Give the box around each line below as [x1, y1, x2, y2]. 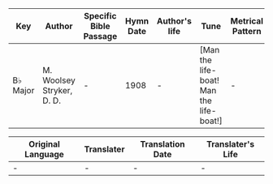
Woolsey [41, 75, 76, 86]
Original [28, 139, 61, 149]
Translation [140, 139, 185, 149]
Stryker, [41, 85, 73, 96]
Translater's [206, 139, 254, 149]
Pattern [232, 26, 262, 36]
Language [24, 149, 65, 160]
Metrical [230, 15, 264, 27]
